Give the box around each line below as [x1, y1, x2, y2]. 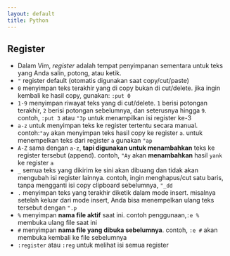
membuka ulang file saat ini [17, 219, 97, 227]
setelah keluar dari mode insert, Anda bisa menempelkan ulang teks [17, 196, 215, 205]
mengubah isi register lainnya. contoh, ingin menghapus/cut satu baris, [17, 174, 224, 182]
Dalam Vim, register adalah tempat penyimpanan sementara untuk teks [17, 61, 224, 70]
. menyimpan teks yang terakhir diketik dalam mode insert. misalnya [17, 188, 216, 197]
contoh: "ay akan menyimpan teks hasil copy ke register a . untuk [17, 129, 203, 137]
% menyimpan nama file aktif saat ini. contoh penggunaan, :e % [17, 211, 200, 219]
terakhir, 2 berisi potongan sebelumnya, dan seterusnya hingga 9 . [17, 106, 207, 115]
